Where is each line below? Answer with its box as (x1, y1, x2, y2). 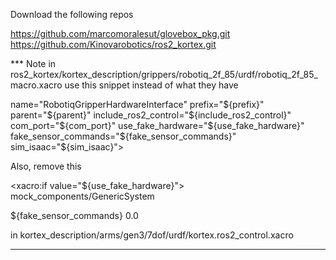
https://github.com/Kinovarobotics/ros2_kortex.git (10, 39, 217, 50)
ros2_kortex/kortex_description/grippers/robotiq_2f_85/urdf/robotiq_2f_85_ (10, 69, 318, 80)
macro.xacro (10, 79, 63, 91)
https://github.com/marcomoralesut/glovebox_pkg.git (10, 28, 231, 39)
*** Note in (10, 58, 57, 69)
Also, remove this (10, 160, 82, 172)
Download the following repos (10, 9, 134, 20)
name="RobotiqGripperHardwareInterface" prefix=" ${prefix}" (10, 99, 265, 110)
